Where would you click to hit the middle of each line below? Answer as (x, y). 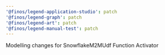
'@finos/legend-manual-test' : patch (52, 28)
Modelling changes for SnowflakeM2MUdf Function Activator (82, 45)
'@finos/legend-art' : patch (41, 23)
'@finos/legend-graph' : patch (44, 17)
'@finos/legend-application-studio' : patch (62, 12)
